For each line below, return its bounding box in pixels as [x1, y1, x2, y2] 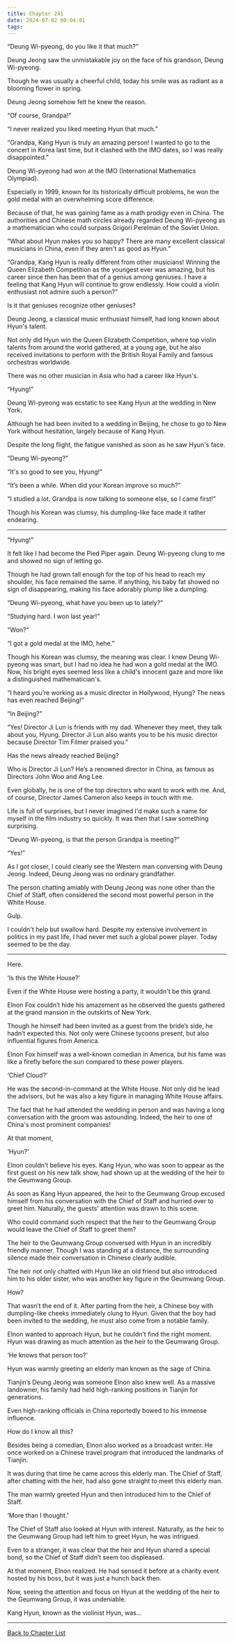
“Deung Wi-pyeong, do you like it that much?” [7, 43, 139, 51]
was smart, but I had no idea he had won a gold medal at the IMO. [30, 660, 219, 669]
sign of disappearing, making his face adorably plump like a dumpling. [7, 585, 209, 594]
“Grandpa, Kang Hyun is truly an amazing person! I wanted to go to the [7, 138, 211, 147]
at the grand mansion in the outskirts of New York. [7, 1008, 152, 1017]
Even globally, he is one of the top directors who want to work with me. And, [7, 786, 226, 794]
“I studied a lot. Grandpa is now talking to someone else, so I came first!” [7, 495, 216, 503]
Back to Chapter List [7, 1629, 66, 1637]
